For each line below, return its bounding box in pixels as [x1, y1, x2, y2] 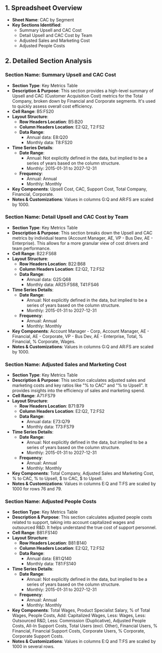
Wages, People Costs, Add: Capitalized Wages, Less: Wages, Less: [12, 613, 146, 618]
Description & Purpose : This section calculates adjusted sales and [12, 377, 146, 383]
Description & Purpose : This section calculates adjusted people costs [12, 514, 152, 520]
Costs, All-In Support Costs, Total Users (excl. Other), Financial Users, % [12, 623, 158, 629]
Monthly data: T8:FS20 [26, 139, 73, 145]
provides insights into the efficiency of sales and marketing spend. [12, 388, 146, 393]
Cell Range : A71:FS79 [12, 393, 56, 399]
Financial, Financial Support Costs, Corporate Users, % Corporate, [12, 628, 146, 634]
